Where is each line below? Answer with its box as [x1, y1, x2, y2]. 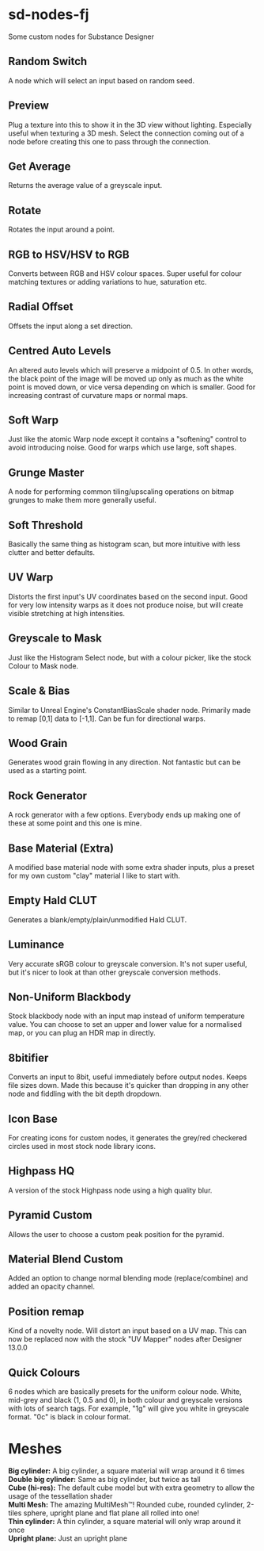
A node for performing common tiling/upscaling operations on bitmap [8, 487, 235, 496]
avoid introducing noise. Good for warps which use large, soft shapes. [8, 442, 237, 453]
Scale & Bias [8, 684, 70, 698]
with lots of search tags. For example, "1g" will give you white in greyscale [8, 1404, 250, 1413]
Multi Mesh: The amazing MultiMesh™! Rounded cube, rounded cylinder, [8, 1500, 245, 1509]
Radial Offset [8, 300, 74, 314]
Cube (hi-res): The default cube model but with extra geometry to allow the [8, 1483, 255, 1492]
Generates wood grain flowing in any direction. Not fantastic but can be [8, 757, 241, 767]
